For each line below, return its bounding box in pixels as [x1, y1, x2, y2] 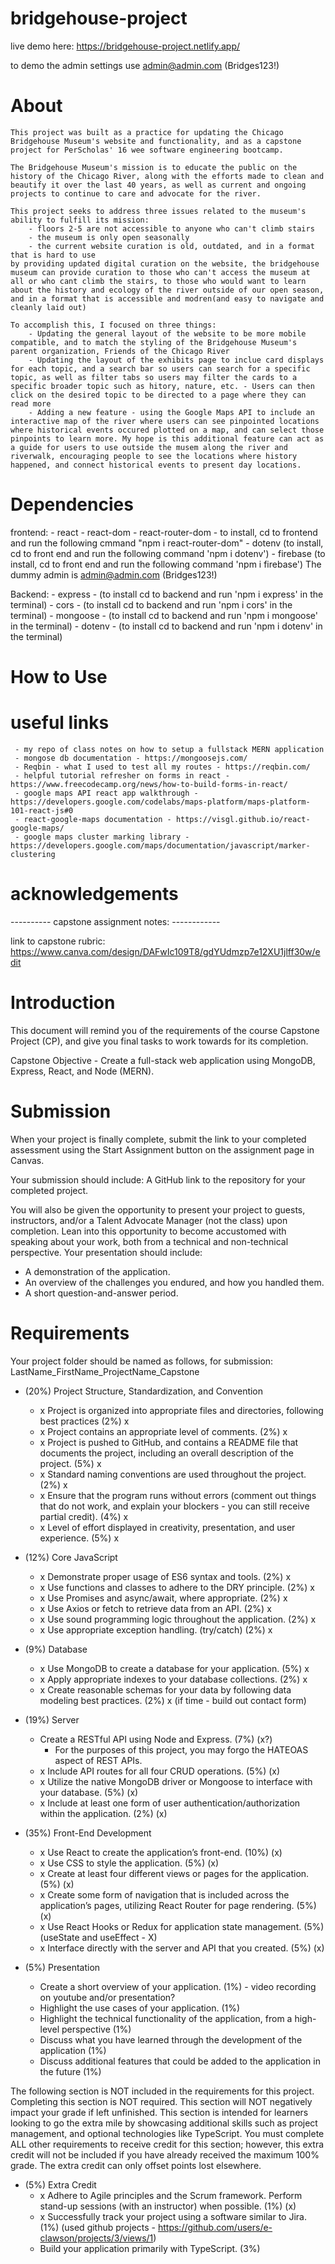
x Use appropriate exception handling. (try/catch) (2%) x [39, 1623, 273, 1636]
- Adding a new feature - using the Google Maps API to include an [28, 407, 315, 417]
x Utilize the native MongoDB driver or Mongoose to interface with [39, 1775, 313, 1787]
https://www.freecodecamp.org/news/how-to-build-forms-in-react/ [10, 779, 288, 789]
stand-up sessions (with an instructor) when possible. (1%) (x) [39, 2200, 297, 2212]
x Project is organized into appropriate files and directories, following [39, 1404, 324, 1416]
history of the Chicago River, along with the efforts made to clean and [10, 171, 325, 181]
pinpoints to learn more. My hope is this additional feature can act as [10, 433, 325, 444]
